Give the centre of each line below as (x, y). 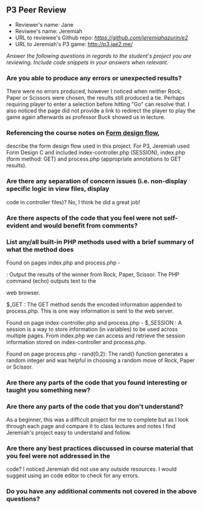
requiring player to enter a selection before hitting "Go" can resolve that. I (98, 104)
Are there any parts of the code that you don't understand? (95, 406)
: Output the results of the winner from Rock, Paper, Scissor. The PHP (93, 274)
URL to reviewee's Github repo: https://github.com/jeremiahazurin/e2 (101, 37)
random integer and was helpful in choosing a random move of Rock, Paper (101, 360)
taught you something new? (48, 390)
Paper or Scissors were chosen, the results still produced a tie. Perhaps (95, 98)
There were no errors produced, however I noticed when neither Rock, (94, 91)
